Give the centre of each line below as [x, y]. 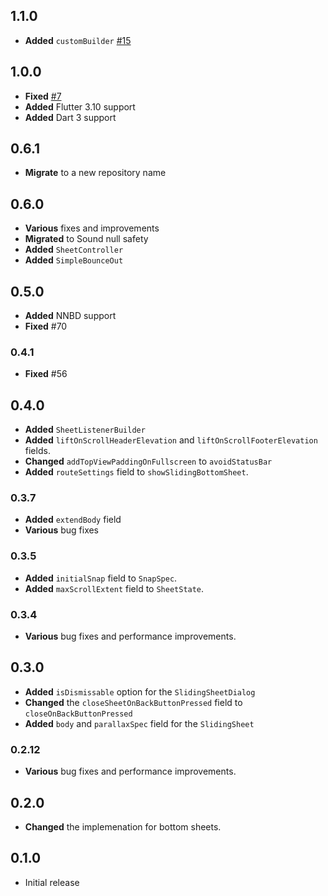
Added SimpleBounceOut [74, 260]
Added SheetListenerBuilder [85, 430]
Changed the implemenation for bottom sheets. [123, 826]
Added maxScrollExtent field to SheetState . [114, 588]
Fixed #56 [46, 374]
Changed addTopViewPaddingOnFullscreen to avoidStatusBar [148, 461]
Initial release [52, 882]
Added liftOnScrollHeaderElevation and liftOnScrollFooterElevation [171, 440]
